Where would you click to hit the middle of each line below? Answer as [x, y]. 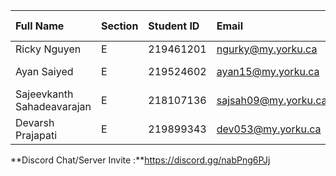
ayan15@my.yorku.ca [268, 71]
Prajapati [36, 135]
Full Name [40, 26]
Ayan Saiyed [44, 71]
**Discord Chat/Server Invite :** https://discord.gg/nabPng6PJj [140, 160]
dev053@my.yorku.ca [269, 129]
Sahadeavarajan [53, 106]
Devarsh [35, 122]
